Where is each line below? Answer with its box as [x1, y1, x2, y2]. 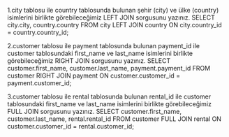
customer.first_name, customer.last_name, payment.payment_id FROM [7, 64, 211, 72]
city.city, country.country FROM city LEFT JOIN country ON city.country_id [7, 21, 222, 29]
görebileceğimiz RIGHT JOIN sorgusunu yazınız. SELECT [7, 57, 171, 65]
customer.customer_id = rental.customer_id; [7, 122, 135, 130]
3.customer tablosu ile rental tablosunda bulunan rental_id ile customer [7, 92, 212, 101]
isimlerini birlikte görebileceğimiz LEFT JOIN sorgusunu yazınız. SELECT [7, 13, 215, 22]
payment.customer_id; [7, 79, 72, 87]
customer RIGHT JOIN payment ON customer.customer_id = [7, 71, 180, 80]
